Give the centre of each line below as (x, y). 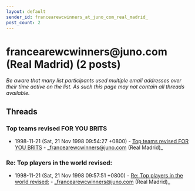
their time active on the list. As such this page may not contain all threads (95, 87)
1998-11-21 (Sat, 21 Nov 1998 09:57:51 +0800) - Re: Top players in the (99, 176)
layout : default (26, 11)
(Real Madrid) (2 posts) (64, 64)
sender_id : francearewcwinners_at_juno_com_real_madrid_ (77, 17)
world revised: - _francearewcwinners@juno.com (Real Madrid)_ (92, 182)
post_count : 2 (23, 22)
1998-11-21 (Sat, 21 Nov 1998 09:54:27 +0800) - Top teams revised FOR (102, 141)
